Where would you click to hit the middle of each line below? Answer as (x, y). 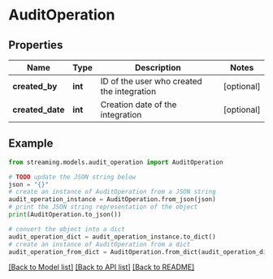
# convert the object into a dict (67, 229)
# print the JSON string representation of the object (103, 207)
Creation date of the (139, 105)
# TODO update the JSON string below (72, 177)
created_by (35, 86)
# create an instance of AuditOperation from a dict (100, 244)
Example (31, 144)
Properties (36, 45)
